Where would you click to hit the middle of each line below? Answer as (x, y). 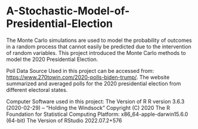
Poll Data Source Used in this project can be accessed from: (80, 70)
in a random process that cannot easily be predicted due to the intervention (99, 47)
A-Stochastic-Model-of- (68, 11)
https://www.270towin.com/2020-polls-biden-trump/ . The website (88, 77)
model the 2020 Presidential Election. (52, 59)
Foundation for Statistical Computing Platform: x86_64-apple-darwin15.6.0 (97, 114)
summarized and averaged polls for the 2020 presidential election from (94, 83)
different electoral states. (37, 90)
